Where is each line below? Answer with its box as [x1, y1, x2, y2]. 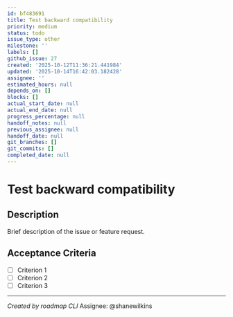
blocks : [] [7, 94, 39, 101]
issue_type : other [7, 36, 60, 43]
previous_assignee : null [7, 126, 79, 133]
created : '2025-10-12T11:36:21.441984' [7, 62, 123, 69]
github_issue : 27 [7, 55, 58, 62]
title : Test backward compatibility [7, 17, 113, 24]
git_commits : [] [7, 145, 54, 152]
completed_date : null [7, 152, 70, 159]
